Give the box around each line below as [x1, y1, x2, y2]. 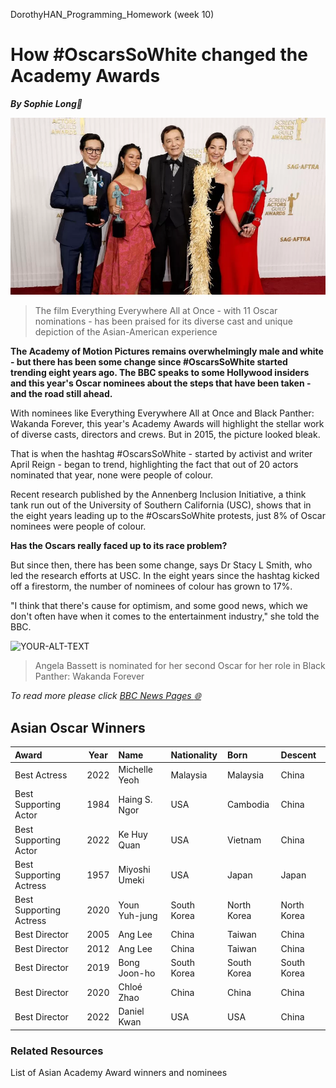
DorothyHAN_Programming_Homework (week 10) [10, 9, 215, 20]
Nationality [170, 749, 218, 761]
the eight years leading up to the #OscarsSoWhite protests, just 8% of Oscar [10, 510, 326, 522]
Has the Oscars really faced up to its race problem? [10, 540, 228, 552]
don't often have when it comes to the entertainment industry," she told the [10, 610, 320, 623]
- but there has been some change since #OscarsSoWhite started [10, 356, 288, 368]
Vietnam [226, 834, 262, 846]
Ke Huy [118, 829, 148, 840]
